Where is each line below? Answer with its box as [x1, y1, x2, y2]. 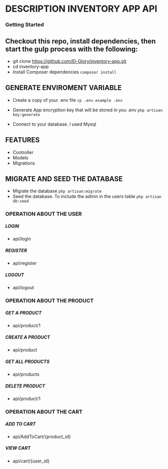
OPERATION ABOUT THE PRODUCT [5, 297, 94, 304]
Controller [12, 149, 34, 155]
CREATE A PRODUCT [5, 334, 51, 340]
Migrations [12, 160, 35, 166]
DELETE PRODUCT [5, 383, 46, 389]
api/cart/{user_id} [12, 458, 50, 464]
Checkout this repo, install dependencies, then [5, 36, 156, 46]
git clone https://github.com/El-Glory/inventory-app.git [12, 58, 127, 64]
